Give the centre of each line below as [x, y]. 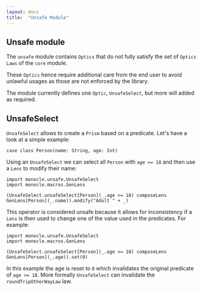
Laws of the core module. [37, 63]
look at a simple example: [38, 139]
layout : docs [23, 12]
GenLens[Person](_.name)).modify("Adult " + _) [68, 201]
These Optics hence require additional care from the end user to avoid [94, 75]
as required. [21, 99]
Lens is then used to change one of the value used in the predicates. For [96, 218]
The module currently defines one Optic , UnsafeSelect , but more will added [100, 93]
